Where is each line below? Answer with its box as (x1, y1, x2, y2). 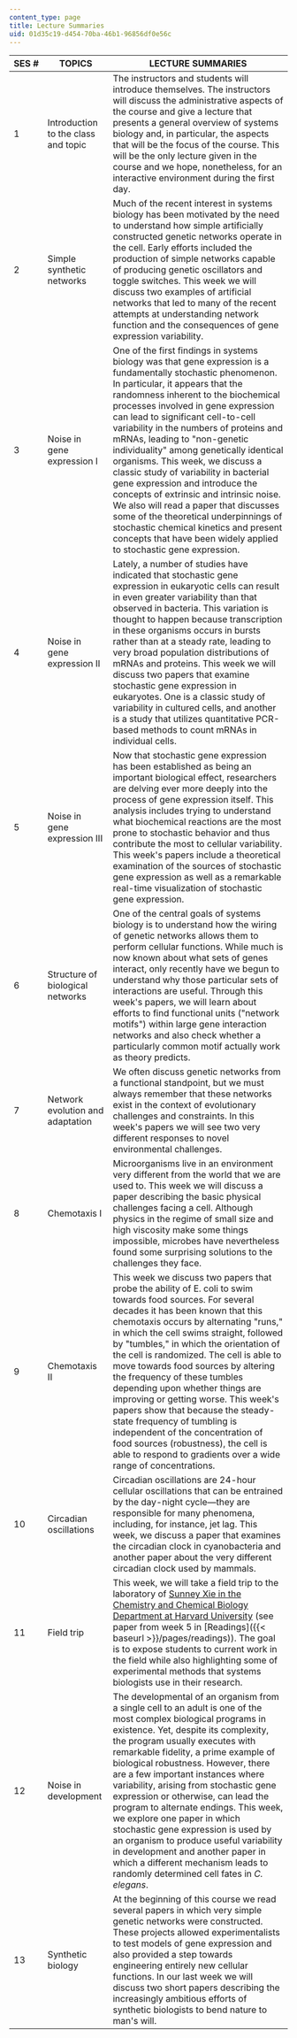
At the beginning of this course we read (112, 1893, 277, 1905)
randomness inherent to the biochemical (112, 388, 280, 401)
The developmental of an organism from (112, 1691, 280, 1703)
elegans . (112, 1879, 148, 1891)
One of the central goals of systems (112, 908, 261, 920)
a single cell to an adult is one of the (112, 1702, 263, 1714)
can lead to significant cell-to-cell (112, 411, 256, 423)
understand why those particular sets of (112, 974, 278, 987)
